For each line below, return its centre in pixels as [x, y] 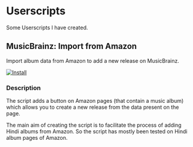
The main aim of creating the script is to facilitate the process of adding [94, 125]
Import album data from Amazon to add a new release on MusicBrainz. [93, 60]
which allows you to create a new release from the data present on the [93, 107]
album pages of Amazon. [37, 138]
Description [24, 88]
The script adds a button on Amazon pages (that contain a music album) [95, 101]
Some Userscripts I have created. [47, 27]
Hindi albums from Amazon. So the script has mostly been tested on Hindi [97, 131]
